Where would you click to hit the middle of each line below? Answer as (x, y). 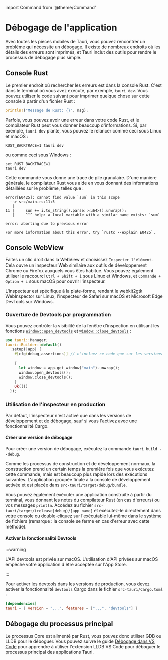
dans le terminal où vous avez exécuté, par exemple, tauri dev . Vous (76, 90)
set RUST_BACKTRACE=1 (28, 164)
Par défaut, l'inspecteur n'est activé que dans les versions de (68, 415)
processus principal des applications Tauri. (50, 652)
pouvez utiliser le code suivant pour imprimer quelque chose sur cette (78, 96)
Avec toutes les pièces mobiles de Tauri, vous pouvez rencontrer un (75, 41)
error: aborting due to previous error (47, 224)
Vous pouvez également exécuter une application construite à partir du (78, 494)
